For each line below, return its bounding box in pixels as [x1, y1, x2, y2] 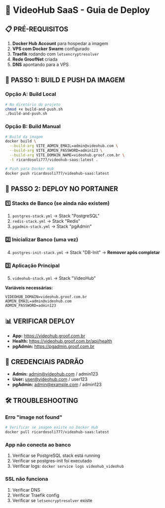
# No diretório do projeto [5, 102, 61, 107]
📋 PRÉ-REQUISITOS [5, 25, 69, 33]
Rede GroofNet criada [12, 57, 58, 62]
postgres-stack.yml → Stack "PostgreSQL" [12, 213, 100, 219]
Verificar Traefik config [12, 492, 60, 498]
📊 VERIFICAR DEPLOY [5, 317, 75, 325]
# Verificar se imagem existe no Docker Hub [5, 425, 98, 430]
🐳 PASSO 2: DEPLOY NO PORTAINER [5, 185, 119, 193]
